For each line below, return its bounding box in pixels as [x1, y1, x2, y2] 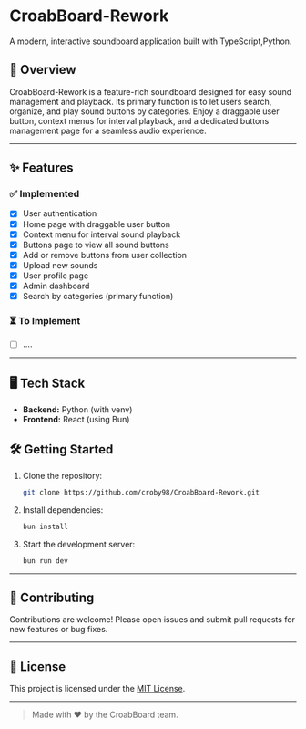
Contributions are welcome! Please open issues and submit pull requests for [9, 614, 296, 625]
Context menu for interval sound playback [22, 229, 181, 240]
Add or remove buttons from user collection [22, 249, 188, 260]
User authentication [22, 208, 97, 219]
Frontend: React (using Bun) [22, 414, 130, 425]
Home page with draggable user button [22, 218, 171, 229]
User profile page [22, 270, 89, 281]
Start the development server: [22, 538, 136, 549]
